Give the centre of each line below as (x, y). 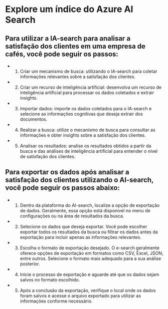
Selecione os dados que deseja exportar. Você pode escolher (83, 226)
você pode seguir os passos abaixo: (63, 188)
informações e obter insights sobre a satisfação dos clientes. (83, 135)
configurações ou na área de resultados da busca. (72, 216)
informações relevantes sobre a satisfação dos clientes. (77, 77)
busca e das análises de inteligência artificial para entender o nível (89, 151)
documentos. (34, 119)
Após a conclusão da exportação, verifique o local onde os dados (88, 290)
